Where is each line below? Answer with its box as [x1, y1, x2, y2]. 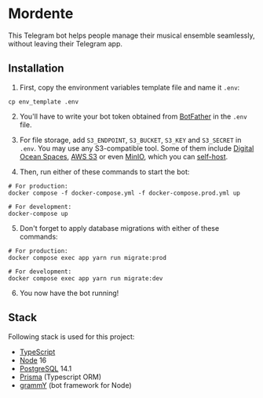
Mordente [8, 5, 74, 23]
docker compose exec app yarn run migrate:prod [8, 254, 167, 261]
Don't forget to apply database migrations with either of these [19, 223, 220, 232]
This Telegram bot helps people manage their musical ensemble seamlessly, [8, 31, 255, 40]
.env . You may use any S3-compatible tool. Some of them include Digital [19, 143, 254, 153]
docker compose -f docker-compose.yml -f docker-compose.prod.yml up [8, 189, 241, 197]
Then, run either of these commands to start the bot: [19, 166, 190, 177]
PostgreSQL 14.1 [19, 363, 72, 373]
